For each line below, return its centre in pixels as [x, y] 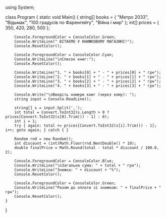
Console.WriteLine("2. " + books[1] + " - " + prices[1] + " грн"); [88, 77]
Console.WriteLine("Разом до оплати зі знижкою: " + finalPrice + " [88, 188]
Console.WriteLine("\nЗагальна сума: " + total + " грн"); [78, 165]
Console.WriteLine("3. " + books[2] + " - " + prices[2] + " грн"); [88, 81]
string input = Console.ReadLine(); [53, 99]
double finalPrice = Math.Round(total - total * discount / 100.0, [87, 148]
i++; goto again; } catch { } [37, 130]
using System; [20, 7]
